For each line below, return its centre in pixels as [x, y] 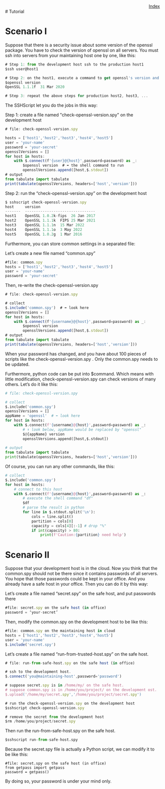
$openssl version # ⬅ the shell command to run [73, 165]
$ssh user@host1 [22, 69]
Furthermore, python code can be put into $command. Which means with [79, 374]
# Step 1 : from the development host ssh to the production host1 [74, 64]
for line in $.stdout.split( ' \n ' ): [59, 512]
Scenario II [27, 555]
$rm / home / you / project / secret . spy [41, 722]
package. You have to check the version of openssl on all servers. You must [82, 50]
